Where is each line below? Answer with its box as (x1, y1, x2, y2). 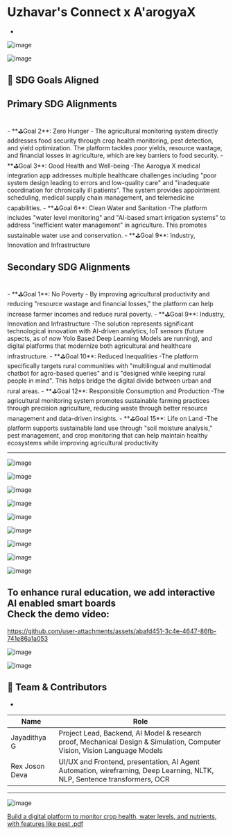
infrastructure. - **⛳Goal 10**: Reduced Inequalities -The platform (7, 352, 199, 360)
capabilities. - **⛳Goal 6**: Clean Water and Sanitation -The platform (7, 204, 207, 212)
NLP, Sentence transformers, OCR (58, 774, 170, 784)
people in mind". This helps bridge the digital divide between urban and (7, 376, 212, 385)
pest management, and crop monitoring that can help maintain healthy (7, 431, 208, 439)
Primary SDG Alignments (7, 98, 117, 110)
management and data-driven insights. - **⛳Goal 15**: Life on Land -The (7, 414, 218, 422)
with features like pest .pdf (7, 819, 84, 828)
